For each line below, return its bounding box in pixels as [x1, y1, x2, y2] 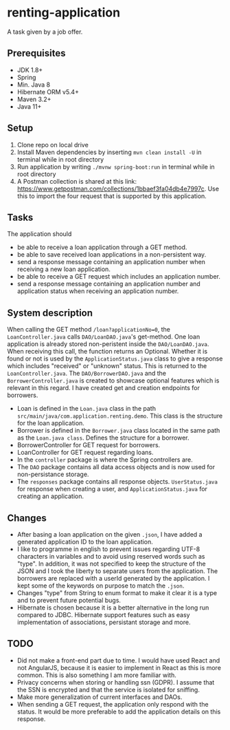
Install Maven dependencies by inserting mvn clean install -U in [16, 148, 202, 156]
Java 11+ [16, 102, 42, 111]
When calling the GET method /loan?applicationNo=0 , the [7, 325, 170, 334]
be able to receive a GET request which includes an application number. [16, 272, 221, 281]
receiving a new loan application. [16, 265, 111, 273]
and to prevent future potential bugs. [16, 597, 122, 604]
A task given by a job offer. [7, 28, 83, 36]
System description [7, 307, 93, 319]
